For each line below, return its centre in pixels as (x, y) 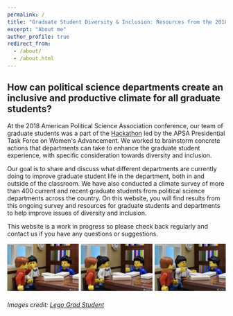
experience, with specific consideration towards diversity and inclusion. (110, 155)
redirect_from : (29, 44)
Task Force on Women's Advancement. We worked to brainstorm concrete (114, 140)
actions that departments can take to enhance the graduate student (104, 148)
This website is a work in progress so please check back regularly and (107, 226)
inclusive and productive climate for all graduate (114, 98)
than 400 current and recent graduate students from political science (106, 191)
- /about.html (34, 59)
